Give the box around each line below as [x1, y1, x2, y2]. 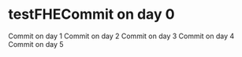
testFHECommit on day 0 [8, 5, 175, 23]
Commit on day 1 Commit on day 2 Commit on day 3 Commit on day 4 [8, 31, 235, 41]
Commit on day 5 [8, 39, 64, 48]
